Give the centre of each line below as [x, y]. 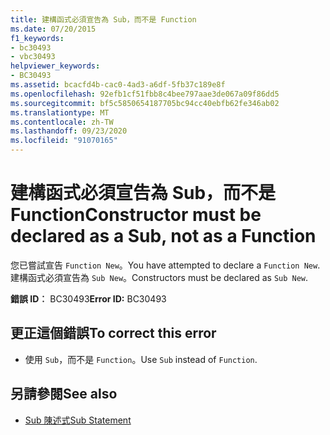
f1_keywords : [37, 38]
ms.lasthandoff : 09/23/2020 [69, 131]
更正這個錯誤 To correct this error [113, 333]
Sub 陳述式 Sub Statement [78, 420]
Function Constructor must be [136, 215]
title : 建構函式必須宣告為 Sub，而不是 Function [103, 19]
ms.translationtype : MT [60, 112]
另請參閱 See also [64, 394]
